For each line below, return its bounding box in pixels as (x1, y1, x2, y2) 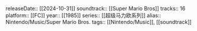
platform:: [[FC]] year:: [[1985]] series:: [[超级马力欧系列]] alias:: (5, 12, 161, 19)
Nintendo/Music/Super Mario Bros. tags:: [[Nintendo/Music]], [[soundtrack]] (5, 19, 192, 25)
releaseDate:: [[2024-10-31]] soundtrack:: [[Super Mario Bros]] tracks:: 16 (5, 5, 186, 12)
